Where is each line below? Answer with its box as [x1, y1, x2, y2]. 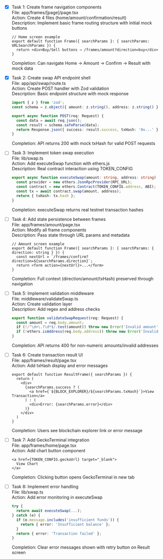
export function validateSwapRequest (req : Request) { [11, 316, 123, 320]
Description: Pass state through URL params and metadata [11, 232, 130, 238]
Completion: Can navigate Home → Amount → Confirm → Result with [11, 60, 151, 66]
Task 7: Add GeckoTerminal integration [11, 437, 90, 443]
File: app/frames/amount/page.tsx [11, 221, 81, 227]
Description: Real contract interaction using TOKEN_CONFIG [11, 166, 133, 172]
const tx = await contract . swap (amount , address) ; [16, 189, 122, 194]
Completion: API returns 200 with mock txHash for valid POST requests [11, 140, 156, 146]
